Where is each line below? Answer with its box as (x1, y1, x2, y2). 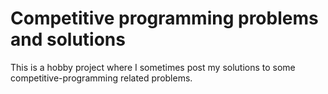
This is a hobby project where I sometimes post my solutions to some (10, 61, 296, 73)
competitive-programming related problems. (10, 72, 193, 84)
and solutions (10, 28, 126, 51)
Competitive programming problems (10, 7, 319, 30)
